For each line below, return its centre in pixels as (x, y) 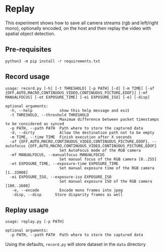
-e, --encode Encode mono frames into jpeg (67, 190)
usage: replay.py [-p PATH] (35, 222)
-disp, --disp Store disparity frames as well (67, 195)
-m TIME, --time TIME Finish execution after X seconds (71, 137)
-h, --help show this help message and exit (70, 110)
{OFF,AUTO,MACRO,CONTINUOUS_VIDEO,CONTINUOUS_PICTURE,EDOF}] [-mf (76, 93)
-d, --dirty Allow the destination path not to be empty (82, 133)
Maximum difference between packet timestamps (109, 119)
